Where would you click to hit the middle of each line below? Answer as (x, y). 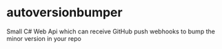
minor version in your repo (44, 38)
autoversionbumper (64, 13)
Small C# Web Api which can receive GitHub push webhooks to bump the (111, 31)
